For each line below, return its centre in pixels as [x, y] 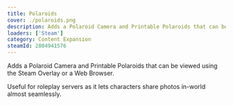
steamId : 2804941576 [37, 46]
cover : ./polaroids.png [42, 20]
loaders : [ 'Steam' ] [35, 33]
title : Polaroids [32, 14]
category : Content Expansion [49, 40]
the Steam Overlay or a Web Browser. [61, 73]
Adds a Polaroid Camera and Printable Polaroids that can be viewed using [112, 66]
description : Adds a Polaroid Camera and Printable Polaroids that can [113, 26]
